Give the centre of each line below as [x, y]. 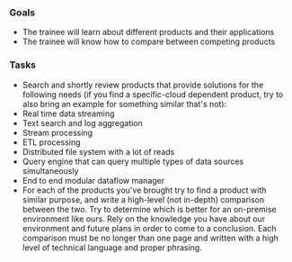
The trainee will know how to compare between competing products [149, 41]
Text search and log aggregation [83, 122]
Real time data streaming [68, 113]
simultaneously [50, 171]
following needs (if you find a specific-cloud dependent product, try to [153, 94]
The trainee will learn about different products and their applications [148, 32]
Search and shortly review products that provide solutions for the [143, 85]
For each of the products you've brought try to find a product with [144, 190]
